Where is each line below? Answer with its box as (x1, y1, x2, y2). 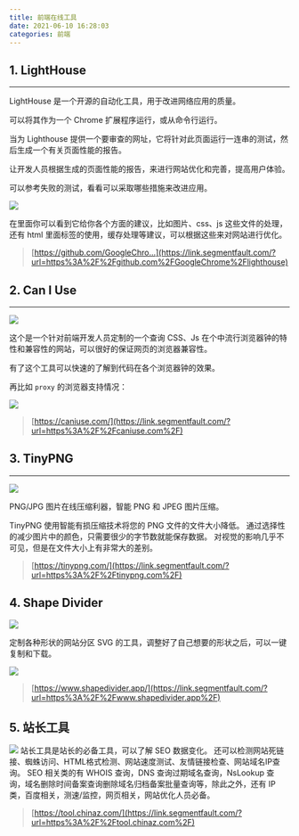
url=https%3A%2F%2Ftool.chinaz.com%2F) (30, 817, 196, 828)
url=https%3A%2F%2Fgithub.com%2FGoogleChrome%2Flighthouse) (30, 257, 289, 267)
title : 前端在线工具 (9, 12, 77, 22)
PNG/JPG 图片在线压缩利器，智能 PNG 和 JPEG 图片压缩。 (9, 501, 224, 512)
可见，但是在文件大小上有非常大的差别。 (9, 542, 158, 553)
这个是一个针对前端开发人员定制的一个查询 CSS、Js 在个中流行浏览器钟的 (9, 332, 280, 343)
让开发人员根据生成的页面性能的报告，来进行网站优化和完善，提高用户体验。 (9, 164, 290, 175)
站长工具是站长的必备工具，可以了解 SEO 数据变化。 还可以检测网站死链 (20, 745, 285, 756)
